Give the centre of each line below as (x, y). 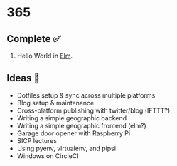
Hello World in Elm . (45, 56)
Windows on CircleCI (48, 156)
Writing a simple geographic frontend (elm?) (81, 125)
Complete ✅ (34, 39)
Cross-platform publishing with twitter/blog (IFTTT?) (93, 110)
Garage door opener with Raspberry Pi (74, 133)
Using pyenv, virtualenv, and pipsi (66, 148)
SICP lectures (37, 140)
